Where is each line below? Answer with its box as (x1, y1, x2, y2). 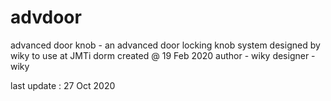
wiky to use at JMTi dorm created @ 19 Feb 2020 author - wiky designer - (10, 49, 316, 61)
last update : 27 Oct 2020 (10, 79, 116, 91)
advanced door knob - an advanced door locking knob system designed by (10, 39, 321, 51)
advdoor (10, 6, 82, 29)
